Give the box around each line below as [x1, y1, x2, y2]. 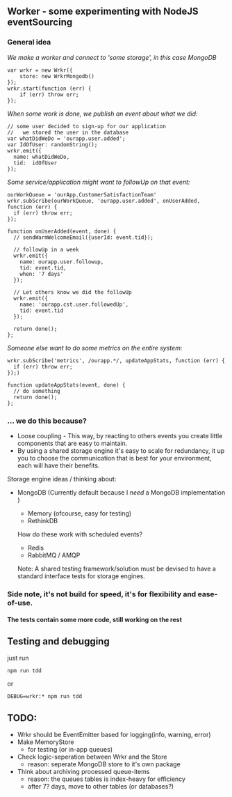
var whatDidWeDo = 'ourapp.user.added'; [7, 135, 126, 142]
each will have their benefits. [17, 461, 100, 470]
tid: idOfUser [13, 160, 58, 167]
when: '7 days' [19, 270, 64, 277]
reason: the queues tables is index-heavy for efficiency [27, 775, 186, 783]
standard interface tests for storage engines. [17, 571, 146, 580]
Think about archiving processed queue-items [17, 768, 150, 776]
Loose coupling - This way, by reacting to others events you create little [17, 431, 223, 440]
